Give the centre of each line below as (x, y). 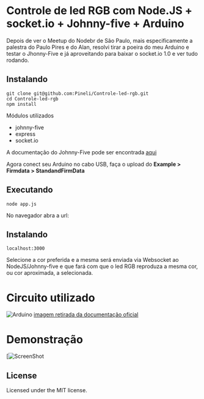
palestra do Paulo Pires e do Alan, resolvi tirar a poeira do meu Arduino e (98, 47)
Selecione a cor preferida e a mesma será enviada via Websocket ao (93, 260)
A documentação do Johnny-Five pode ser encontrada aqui (82, 152)
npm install (21, 104)
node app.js (21, 204)
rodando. (18, 60)
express (25, 134)
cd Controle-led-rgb (33, 99)
